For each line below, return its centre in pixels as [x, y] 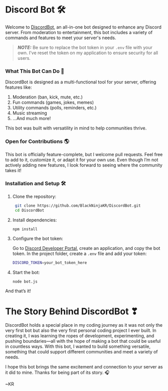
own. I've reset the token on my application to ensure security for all [88, 53]
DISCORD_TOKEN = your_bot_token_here [50, 263]
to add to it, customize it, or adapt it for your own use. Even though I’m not [82, 160]
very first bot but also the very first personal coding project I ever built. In [81, 331]
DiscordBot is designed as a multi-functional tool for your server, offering [81, 82]
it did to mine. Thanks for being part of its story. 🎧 [57, 372]
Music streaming [30, 113]
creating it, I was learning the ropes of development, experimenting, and [80, 336]
